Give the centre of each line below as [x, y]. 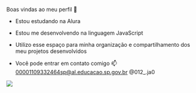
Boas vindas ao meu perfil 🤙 [42, 9]
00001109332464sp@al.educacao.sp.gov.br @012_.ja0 [85, 72]
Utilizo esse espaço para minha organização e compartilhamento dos [103, 45]
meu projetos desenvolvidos [51, 51]
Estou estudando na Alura [48, 21]
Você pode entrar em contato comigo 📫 [66, 63]
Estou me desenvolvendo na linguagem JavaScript [79, 33]
